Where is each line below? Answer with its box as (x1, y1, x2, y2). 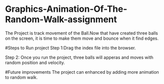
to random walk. (5, 74, 38, 80)
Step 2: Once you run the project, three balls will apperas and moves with (5, 54, 154, 60)
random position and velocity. (5, 59, 65, 65)
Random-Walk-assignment (5, 14, 117, 25)
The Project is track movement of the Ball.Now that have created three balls (5, 30, 158, 36)
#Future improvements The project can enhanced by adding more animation (5, 69, 160, 75)
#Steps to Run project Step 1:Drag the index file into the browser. (5, 45, 136, 51)
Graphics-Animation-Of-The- (5, 3, 128, 15)
